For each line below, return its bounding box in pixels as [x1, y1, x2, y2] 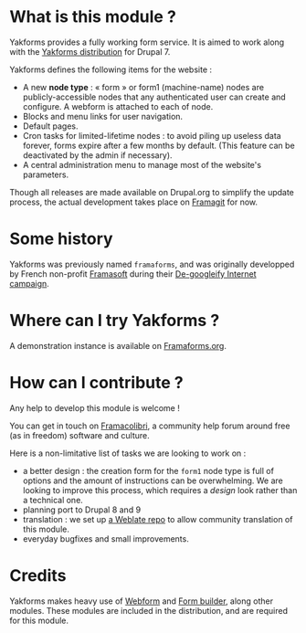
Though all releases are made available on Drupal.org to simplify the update [9, 186, 295, 197]
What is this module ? [9, 6, 176, 27]
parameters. [22, 169, 69, 180]
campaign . [9, 278, 50, 289]
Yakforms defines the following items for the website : [9, 64, 213, 75]
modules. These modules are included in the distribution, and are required [9, 605, 288, 616]
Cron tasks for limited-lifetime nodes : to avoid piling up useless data [22, 130, 281, 141]
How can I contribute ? [9, 373, 185, 393]
